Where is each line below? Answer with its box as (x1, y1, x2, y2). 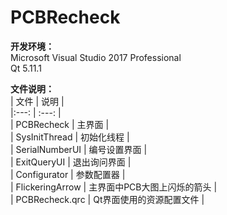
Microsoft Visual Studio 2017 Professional (10, 51, 182, 63)
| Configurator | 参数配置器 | (10, 168, 126, 180)
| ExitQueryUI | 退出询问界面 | (10, 156, 132, 168)
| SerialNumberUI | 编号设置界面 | (10, 143, 148, 155)
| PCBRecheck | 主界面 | (10, 118, 110, 130)
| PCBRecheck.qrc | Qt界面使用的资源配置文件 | (10, 193, 205, 205)
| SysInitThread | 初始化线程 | (10, 131, 130, 143)
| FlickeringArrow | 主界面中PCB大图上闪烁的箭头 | (10, 181, 218, 193)
